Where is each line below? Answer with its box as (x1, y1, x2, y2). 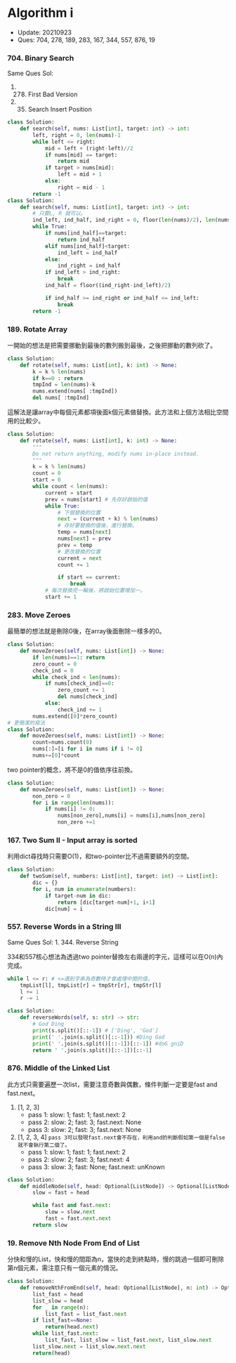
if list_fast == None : (32, 1317, 93, 1324)
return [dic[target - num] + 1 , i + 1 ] (57, 899, 156, 906)
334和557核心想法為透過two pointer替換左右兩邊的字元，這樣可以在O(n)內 (7, 952, 223, 961)
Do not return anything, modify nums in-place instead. (32, 450, 199, 457)
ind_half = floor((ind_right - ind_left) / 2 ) (44, 282, 171, 289)
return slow (32, 1221, 68, 1228)
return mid (57, 158, 90, 165)
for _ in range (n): (32, 1304, 90, 1311)
